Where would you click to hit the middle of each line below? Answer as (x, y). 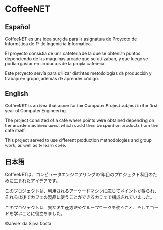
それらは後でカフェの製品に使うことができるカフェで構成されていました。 (80, 197)
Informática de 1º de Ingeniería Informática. (49, 44)
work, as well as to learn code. (36, 145)
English (17, 94)
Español (18, 27)
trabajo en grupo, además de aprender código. (52, 78)
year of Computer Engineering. (36, 110)
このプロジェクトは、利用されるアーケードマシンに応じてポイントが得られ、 (82, 191)
